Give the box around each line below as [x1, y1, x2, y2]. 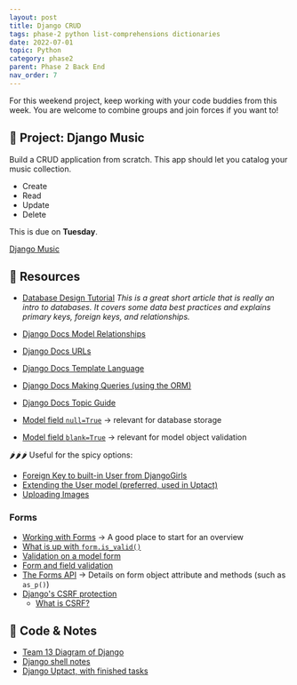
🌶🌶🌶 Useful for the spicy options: [9, 450, 133, 460]
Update [21, 199, 50, 210]
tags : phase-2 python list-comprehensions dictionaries [9, 29, 221, 38]
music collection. [9, 163, 72, 174]
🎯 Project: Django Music [9, 131, 145, 146]
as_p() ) [21, 578, 50, 589]
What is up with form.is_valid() [21, 541, 141, 552]
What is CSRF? [35, 597, 91, 609]
